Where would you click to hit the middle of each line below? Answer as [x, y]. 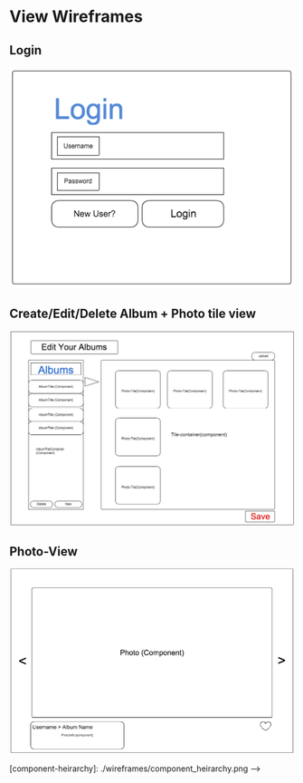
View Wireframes [76, 17]
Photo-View [44, 551]
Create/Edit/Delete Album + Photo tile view [133, 314]
